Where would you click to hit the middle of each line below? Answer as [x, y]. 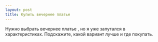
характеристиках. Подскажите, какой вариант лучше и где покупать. [79, 34]
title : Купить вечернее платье [38, 14]
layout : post [19, 10]
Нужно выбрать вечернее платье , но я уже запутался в [65, 28]
